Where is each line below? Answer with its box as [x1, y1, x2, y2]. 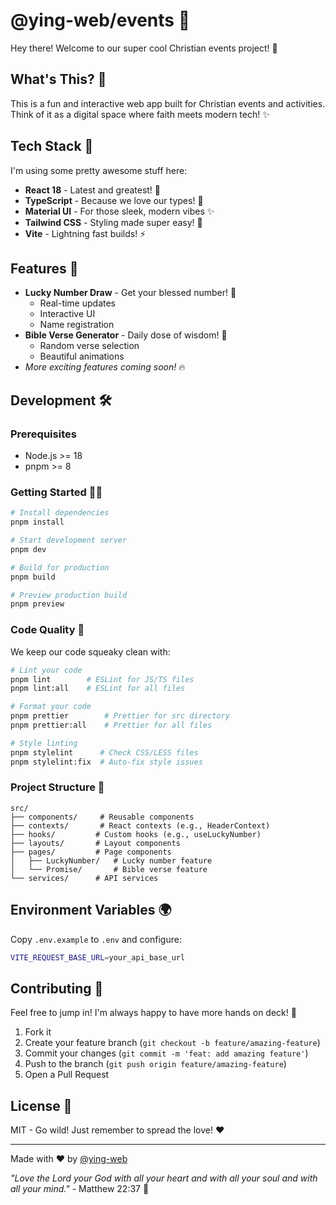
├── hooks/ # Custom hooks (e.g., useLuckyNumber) [10, 829, 262, 839]
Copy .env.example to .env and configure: [10, 933, 182, 945]
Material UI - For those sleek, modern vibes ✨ [24, 205, 215, 217]
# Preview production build [10, 590, 128, 600]
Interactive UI [39, 308, 96, 320]
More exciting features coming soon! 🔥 [24, 361, 186, 373]
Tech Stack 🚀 [10, 138, 94, 155]
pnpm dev [10, 544, 47, 554]
